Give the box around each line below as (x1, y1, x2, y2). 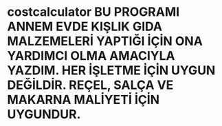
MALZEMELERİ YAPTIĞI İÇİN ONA (7, 34, 203, 49)
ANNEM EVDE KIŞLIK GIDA (7, 19, 163, 34)
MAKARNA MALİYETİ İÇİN (7, 92, 160, 107)
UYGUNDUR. (7, 107, 81, 123)
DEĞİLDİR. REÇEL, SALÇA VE (7, 77, 174, 93)
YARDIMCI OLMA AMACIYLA (7, 48, 175, 64)
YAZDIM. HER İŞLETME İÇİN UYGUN (7, 63, 216, 78)
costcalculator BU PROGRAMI (7, 4, 180, 20)
